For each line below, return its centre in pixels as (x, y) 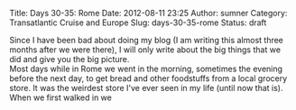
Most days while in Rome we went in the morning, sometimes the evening (146, 69)
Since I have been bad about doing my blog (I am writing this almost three (147, 40)
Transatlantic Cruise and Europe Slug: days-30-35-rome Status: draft (138, 23)
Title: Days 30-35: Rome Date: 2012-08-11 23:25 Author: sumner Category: (148, 13)
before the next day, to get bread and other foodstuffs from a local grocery (148, 78)
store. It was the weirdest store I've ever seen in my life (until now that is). (146, 88)
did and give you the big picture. (69, 59)
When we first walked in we (61, 97)
